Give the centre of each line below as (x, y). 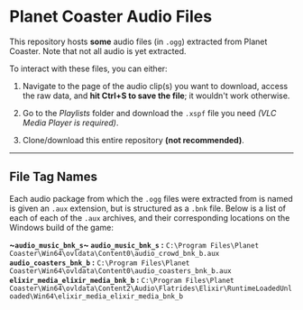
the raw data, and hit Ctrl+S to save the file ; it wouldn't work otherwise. (156, 96)
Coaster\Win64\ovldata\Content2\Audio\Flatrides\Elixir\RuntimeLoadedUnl (151, 288)
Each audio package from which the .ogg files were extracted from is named (151, 198)
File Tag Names (53, 177)
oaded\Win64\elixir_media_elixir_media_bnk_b (96, 296)
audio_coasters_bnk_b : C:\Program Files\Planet (100, 262)
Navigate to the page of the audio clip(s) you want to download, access (155, 86)
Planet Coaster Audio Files (111, 17)
